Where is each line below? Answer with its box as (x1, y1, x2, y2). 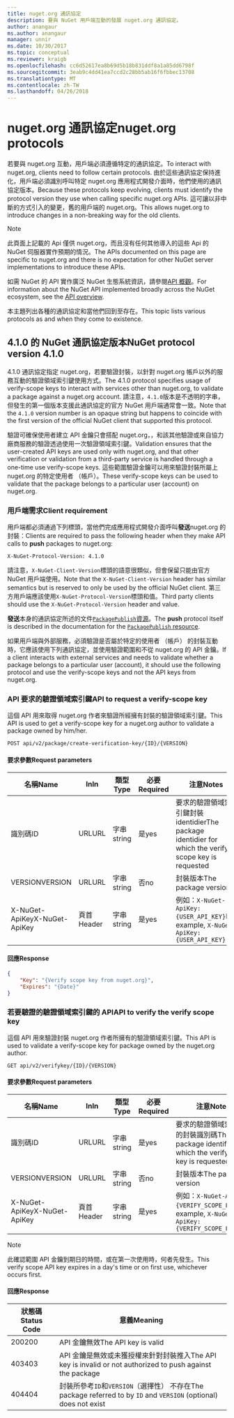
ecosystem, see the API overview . (7, 292, 104, 301)
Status (20, 1316, 43, 1326)
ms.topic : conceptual (7, 50, 70, 57)
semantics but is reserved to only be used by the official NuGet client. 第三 (7, 583, 221, 592)
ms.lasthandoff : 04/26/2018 (7, 88, 89, 95)
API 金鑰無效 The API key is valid (58, 1338, 164, 1348)
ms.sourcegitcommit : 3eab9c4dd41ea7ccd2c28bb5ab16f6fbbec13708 (7, 68, 195, 75)
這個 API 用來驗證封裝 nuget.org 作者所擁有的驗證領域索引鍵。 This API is (7, 1033, 217, 1042)
